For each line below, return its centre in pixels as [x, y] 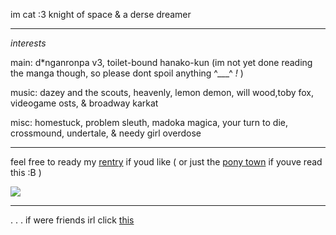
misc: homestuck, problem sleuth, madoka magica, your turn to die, [149, 122]
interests [28, 43]
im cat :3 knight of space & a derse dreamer [101, 14]
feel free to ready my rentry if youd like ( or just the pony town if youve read [166, 162]
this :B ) [26, 172]
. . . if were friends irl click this [72, 220]
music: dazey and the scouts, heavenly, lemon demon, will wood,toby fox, [162, 92]
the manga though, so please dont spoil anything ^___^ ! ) [127, 73]
